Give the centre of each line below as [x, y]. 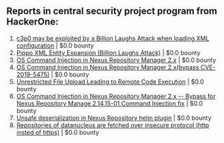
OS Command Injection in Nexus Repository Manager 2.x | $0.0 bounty [116, 60]
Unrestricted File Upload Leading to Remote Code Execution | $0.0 [110, 82]
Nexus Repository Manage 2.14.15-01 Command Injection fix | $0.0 [109, 103]
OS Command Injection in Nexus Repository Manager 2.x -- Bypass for [116, 96]
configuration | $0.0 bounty [55, 45]
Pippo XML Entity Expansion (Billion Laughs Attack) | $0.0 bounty [108, 52]
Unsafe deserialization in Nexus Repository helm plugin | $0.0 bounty [114, 118]
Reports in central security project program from [112, 11]
